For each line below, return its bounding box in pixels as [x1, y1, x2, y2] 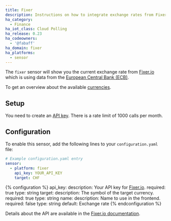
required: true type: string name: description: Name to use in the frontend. [5, 195, 161, 202]
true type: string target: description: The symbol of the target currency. [5, 190, 154, 196]
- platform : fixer [10, 165, 49, 171]
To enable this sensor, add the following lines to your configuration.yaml [5, 141, 158, 147]
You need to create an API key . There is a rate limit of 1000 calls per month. [5, 113, 163, 119]
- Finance [10, 21, 31, 27]
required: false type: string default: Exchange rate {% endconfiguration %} [5, 201, 162, 207]
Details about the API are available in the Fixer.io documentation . [5, 210, 140, 217]
